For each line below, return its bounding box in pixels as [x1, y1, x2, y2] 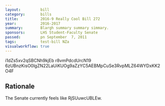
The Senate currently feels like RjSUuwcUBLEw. [5, 95, 102, 101]
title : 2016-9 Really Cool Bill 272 [5, 16, 100, 21]
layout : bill [5, 7, 50, 12]
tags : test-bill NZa [5, 39, 69, 44]
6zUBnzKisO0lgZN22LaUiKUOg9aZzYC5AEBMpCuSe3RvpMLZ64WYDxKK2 [5, 63, 161, 69]
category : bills [5, 12, 52, 17]
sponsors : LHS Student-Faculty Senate [5, 30, 98, 35]
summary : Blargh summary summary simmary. [5, 26, 109, 31]
